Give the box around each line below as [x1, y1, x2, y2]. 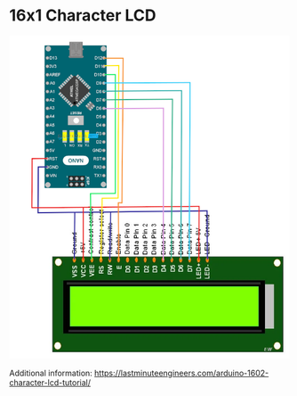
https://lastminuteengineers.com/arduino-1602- [94, 367, 269, 378]
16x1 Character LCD [9, 5, 157, 26]
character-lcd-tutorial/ [9, 376, 92, 388]
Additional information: [9, 367, 93, 378]
